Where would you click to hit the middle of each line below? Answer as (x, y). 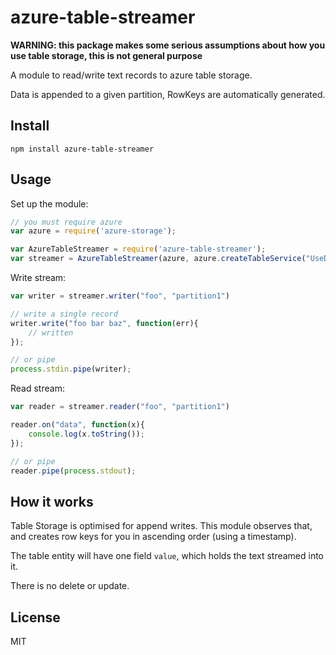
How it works (52, 501)
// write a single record (64, 314)
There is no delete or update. (70, 586)
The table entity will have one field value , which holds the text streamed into (167, 556)
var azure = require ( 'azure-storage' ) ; (93, 231)
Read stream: (37, 388)
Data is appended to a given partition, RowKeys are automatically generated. (168, 94)
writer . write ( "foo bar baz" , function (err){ (104, 323)
